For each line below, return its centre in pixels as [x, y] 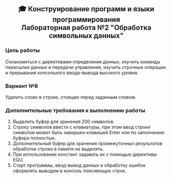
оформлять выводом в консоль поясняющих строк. [70, 171]
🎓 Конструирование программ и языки [86, 9]
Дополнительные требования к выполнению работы [75, 110]
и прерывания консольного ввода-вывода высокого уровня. [72, 73]
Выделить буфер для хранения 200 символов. [63, 122]
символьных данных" [86, 36]
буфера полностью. [34, 138]
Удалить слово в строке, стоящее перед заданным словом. [71, 97]
